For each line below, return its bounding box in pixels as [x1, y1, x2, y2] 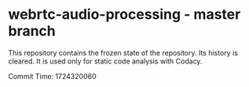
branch [8, 22, 57, 40]
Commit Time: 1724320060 [8, 71, 97, 81]
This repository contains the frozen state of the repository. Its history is [8, 48, 238, 57]
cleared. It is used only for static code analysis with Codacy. [8, 56, 203, 66]
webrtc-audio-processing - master [8, 5, 241, 24]
